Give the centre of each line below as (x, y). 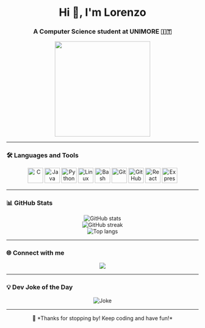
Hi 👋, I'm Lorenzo (103, 12)
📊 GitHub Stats (30, 202)
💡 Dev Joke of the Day (40, 287)
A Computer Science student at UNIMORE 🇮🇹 (103, 32)
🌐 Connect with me (35, 253)
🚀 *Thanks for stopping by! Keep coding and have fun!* (103, 318)
